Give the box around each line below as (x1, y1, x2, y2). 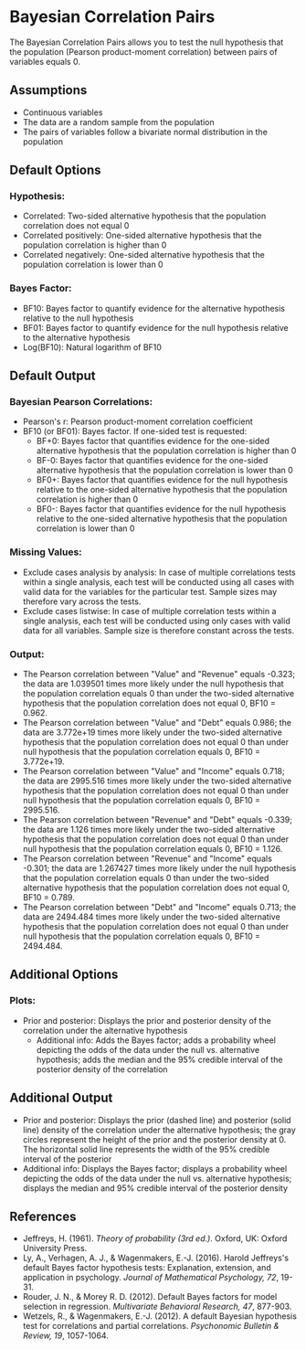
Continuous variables (22, 107, 103, 118)
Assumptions (9, 82, 88, 98)
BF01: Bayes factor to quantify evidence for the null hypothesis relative (22, 322, 290, 333)
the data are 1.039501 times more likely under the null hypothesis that (22, 678, 285, 689)
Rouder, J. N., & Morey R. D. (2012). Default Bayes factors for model (22, 1292, 278, 1302)
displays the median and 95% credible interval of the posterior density (22, 1182, 289, 1194)
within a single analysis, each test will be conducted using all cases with (22, 576, 295, 587)
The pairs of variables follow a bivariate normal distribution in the (22, 126, 268, 137)
